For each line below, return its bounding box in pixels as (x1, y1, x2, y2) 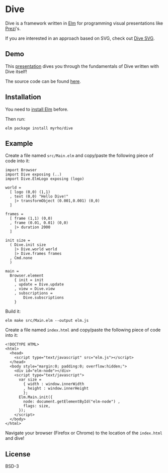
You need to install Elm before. (5, 106, 69, 112)
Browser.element (10, 273, 44, 278)
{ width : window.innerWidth (23, 382, 85, 387)
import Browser (5, 167, 37, 173)
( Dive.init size (10, 242, 46, 247)
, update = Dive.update (14, 282, 64, 287)
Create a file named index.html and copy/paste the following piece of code (5, 327, 161, 333)
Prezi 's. (5, 25, 21, 31)
